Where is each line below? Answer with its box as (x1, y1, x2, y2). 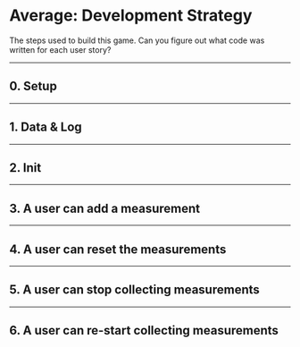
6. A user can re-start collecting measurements (9, 323, 279, 338)
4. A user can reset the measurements (9, 241, 227, 257)
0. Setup (9, 79, 58, 94)
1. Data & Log (9, 120, 82, 135)
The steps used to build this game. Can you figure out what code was (9, 35, 265, 46)
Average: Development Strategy (9, 5, 253, 26)
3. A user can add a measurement (9, 200, 201, 216)
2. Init (9, 160, 42, 175)
